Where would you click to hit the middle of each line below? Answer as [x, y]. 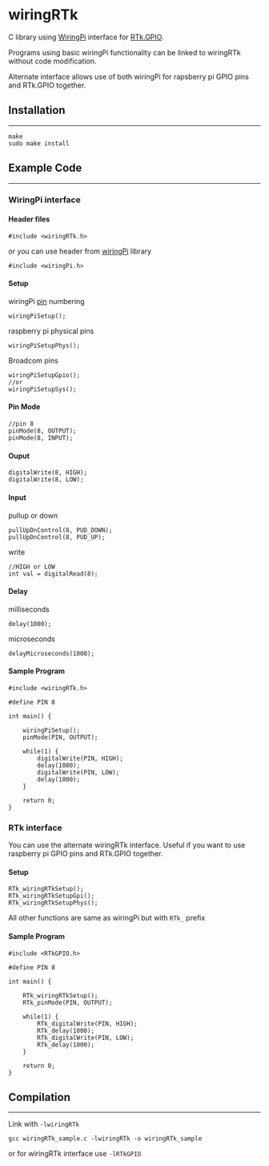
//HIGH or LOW [32, 567]
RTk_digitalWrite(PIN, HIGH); [87, 1024]
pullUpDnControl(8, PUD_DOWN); [60, 530]
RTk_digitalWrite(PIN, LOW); [86, 1038]
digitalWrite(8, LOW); [46, 480]
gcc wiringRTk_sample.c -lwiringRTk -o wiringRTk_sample [105, 1139]
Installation [37, 110]
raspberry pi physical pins [51, 331]
